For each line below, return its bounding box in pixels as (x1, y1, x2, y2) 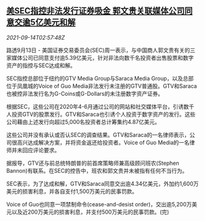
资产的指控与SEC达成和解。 (6, 62, 76, 69)
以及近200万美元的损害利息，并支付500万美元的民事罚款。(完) (11, 208, 170, 216)
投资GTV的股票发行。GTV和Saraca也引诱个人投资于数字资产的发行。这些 (11, 111, 196, 118)
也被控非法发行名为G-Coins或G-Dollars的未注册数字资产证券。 (6, 90, 164, 97)
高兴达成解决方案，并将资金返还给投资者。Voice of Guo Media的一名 (16, 139, 190, 146)
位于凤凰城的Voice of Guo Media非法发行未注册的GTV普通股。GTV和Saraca (6, 82, 197, 90)
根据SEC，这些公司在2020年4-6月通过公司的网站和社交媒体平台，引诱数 (6, 103, 189, 110)
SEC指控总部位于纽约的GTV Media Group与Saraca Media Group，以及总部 (6, 74, 194, 82)
